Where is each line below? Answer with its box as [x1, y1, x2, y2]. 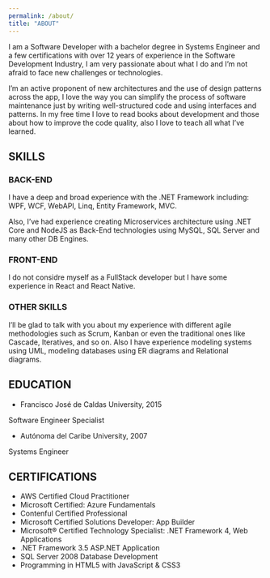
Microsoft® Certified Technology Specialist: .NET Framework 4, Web [19, 526, 248, 536]
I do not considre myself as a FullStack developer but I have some [8, 272, 228, 282]
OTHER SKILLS [8, 302, 68, 313]
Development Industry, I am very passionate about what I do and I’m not [8, 58, 248, 69]
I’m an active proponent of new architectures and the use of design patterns [8, 83, 262, 93]
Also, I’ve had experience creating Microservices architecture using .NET [8, 216, 252, 227]
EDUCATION [8, 378, 72, 392]
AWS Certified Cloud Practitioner [19, 491, 130, 501]
